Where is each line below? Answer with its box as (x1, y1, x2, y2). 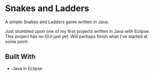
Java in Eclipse (12, 65, 42, 71)
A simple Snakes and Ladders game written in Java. (5, 19, 109, 25)
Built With (5, 53, 36, 61)
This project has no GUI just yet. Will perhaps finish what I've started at (5, 33, 148, 39)
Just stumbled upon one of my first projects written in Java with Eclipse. (5, 28, 150, 34)
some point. (5, 38, 29, 44)
